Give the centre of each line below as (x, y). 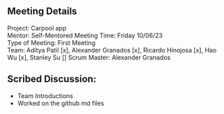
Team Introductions (45, 95)
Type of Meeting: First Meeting (51, 42)
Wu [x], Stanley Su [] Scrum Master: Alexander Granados (89, 57)
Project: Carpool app (37, 28)
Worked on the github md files (61, 103)
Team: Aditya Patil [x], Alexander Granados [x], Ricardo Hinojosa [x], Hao (112, 50)
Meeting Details (42, 11)
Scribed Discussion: (52, 79)
